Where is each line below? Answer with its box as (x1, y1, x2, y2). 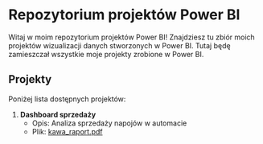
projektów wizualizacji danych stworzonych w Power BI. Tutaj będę (8, 40, 231, 50)
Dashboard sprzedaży (19, 109, 97, 119)
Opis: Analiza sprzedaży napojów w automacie (31, 118, 187, 128)
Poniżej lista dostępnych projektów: (8, 94, 126, 104)
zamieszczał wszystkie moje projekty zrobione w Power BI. (8, 49, 204, 59)
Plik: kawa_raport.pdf (31, 126, 103, 136)
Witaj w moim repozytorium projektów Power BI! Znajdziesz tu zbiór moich (8, 32, 255, 42)
